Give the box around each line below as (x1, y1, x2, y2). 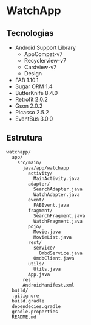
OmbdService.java (38, 250, 83, 256)
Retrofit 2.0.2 (15, 96, 49, 103)
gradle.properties (12, 309, 59, 315)
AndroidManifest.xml (22, 282, 75, 288)
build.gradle (12, 298, 45, 304)
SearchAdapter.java (33, 186, 83, 192)
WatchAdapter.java (33, 191, 80, 198)
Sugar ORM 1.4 (15, 83, 53, 90)
